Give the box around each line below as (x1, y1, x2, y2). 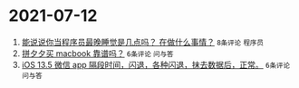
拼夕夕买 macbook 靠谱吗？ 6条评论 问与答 (21, 47, 174, 59)
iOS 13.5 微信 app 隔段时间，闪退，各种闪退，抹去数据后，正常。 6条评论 (21, 59, 291, 70)
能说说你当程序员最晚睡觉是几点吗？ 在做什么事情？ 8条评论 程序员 (21, 36, 265, 47)
